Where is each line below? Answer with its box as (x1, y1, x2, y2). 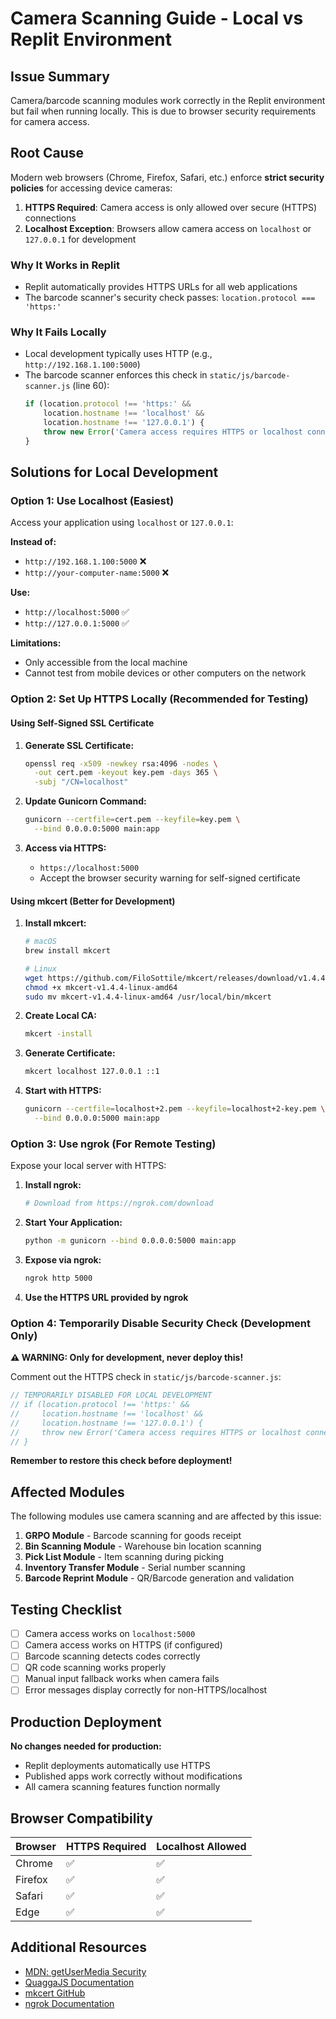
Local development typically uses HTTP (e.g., (24, 348, 213, 360)
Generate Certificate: (24, 1047, 116, 1059)
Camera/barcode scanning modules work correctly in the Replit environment (10, 95, 326, 106)
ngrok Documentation (24, 1997, 115, 2009)
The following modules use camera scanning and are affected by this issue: (10, 1510, 322, 1522)
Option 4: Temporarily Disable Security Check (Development (10, 1316, 312, 1330)
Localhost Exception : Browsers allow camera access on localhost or (24, 222, 312, 234)
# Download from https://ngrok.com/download (24, 1198, 214, 1209)
